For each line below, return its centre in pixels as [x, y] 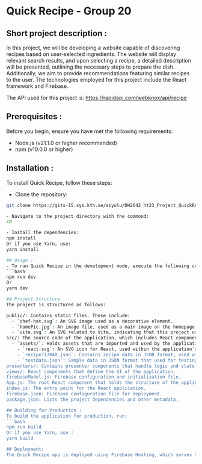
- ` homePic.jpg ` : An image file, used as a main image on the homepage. [105, 327]
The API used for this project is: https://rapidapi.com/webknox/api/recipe [97, 98]
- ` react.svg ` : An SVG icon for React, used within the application [105, 349]
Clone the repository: [41, 194]
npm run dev [21, 277]
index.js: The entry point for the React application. [76, 388]
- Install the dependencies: [43, 233]
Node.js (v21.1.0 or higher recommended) [66, 143]
